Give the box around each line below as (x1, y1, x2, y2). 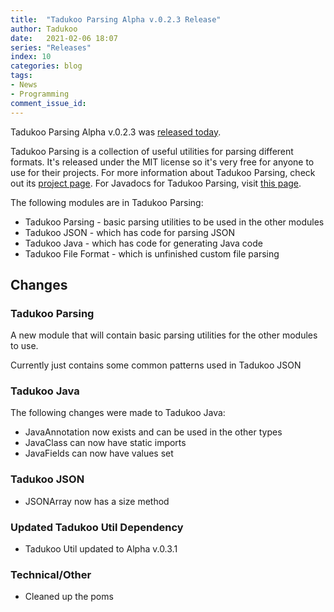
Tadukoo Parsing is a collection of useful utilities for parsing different (10, 145, 294, 157)
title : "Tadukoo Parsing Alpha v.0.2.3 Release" (10, 14, 222, 25)
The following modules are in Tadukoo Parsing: (10, 196, 204, 208)
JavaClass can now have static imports (24, 437, 187, 449)
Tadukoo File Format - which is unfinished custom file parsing (24, 247, 280, 260)
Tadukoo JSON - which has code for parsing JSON (24, 226, 236, 238)
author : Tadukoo (10, 24, 78, 34)
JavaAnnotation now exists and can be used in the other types (24, 426, 283, 438)
